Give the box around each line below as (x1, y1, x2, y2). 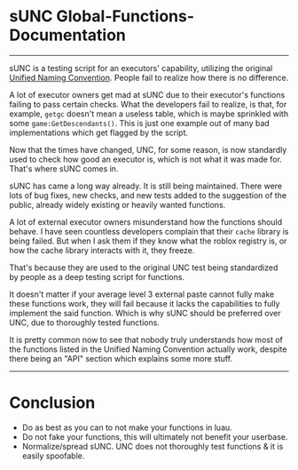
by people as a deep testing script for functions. (9, 271, 184, 282)
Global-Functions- (56, 6, 195, 27)
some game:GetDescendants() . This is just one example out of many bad (9, 117, 271, 128)
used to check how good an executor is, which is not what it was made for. (9, 154, 282, 164)
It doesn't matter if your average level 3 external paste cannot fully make (9, 289, 275, 299)
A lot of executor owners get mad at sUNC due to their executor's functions (9, 89, 286, 100)
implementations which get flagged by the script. (9, 127, 189, 138)
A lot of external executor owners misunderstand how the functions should (9, 216, 283, 227)
